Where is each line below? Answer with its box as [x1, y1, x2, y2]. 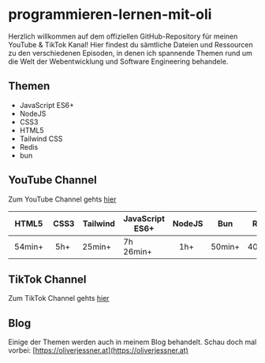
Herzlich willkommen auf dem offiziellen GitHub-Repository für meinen [8, 31, 238, 41]
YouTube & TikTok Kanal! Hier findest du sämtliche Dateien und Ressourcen [8, 39, 254, 49]
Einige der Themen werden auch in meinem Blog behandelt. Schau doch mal [8, 337, 257, 347]
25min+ [82, 241, 112, 252]
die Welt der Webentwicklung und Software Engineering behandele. [8, 57, 229, 66]
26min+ [123, 246, 152, 257]
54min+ [14, 241, 43, 252]
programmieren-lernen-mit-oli [8, 6, 212, 24]
